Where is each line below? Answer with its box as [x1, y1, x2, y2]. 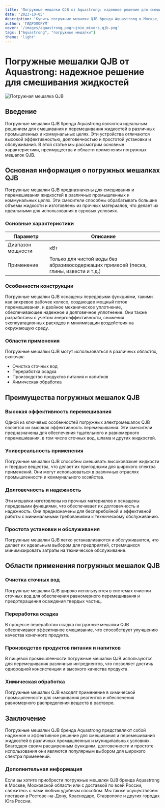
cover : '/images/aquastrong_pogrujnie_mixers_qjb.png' [5, 26, 120, 31]
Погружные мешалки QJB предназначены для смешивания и [5, 187, 134, 193]
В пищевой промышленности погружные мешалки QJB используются [5, 656, 153, 662]
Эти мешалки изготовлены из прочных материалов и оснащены [5, 498, 140, 504]
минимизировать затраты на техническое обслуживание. [5, 547, 127, 553]
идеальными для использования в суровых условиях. [5, 208, 119, 214]
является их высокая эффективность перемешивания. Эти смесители [5, 425, 153, 431]
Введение [5, 107, 37, 116]
